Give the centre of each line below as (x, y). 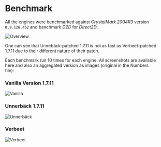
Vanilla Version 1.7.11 (29, 83)
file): (10, 70)
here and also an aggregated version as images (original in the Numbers (77, 65)
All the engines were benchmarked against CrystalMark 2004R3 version (77, 22)
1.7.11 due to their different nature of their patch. (52, 51)
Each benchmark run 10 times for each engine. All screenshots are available (80, 60)
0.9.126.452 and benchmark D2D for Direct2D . (51, 27)
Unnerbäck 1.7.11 (25, 106)
